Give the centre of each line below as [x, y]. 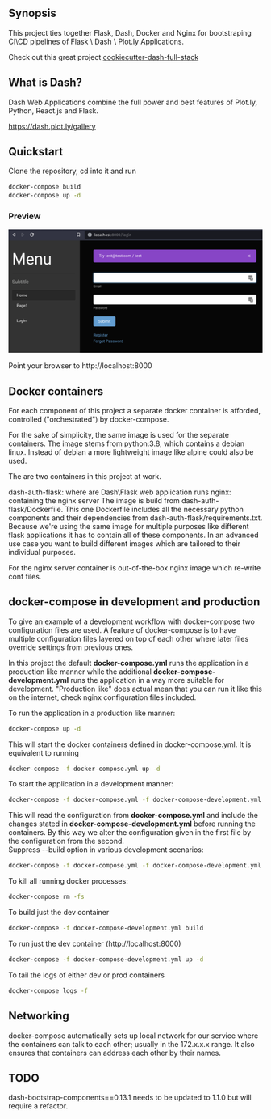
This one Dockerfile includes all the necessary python [154, 509]
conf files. [25, 576]
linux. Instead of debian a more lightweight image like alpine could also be [131, 451]
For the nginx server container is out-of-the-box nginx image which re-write [135, 568]
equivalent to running [44, 752]
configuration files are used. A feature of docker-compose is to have [122, 629]
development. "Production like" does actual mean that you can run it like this [135, 689]
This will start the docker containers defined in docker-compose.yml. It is [130, 744]
